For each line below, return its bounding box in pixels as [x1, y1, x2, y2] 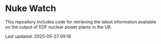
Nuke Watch [5, 3, 57, 14]
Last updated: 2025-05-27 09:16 [5, 33, 71, 39]
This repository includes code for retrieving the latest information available [5, 19, 157, 25]
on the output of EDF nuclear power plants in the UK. [5, 24, 112, 29]
